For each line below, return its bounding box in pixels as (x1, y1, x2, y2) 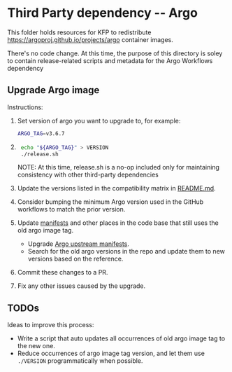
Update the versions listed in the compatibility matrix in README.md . (17, 184, 216, 193)
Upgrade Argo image (7, 84, 100, 96)
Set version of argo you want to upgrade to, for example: (17, 116, 181, 125)
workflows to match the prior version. (17, 205, 126, 214)
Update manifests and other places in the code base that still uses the (17, 219, 219, 227)
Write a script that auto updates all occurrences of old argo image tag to (17, 334, 226, 343)
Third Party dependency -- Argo (7, 5, 198, 21)
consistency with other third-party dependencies (17, 170, 159, 179)
